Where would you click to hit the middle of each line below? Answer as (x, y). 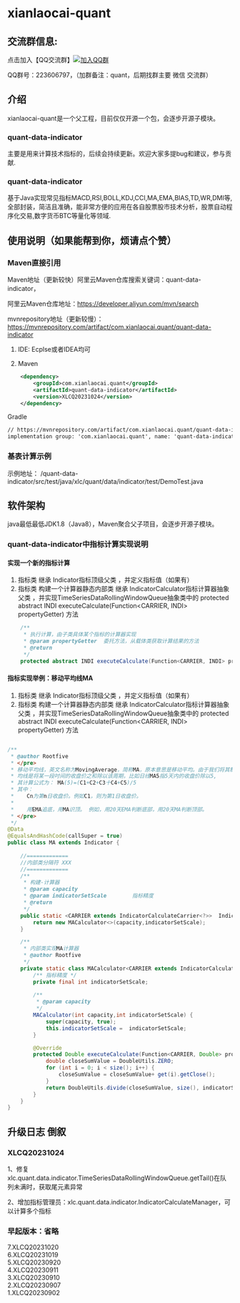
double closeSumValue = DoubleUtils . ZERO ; (110, 1061)
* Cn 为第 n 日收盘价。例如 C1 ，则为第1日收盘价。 (76, 796)
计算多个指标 (32, 1211)
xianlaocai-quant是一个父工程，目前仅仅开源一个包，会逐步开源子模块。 (114, 118)
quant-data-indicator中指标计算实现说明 (78, 545)
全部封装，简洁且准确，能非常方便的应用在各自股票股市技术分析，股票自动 (117, 207)
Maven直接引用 (34, 262)
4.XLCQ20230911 (33, 1270)
